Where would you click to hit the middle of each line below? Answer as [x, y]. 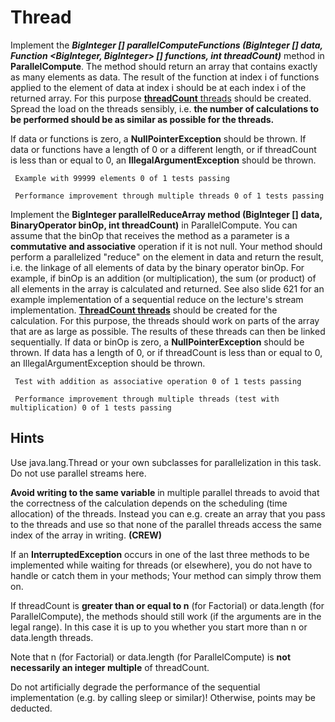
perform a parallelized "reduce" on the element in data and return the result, [167, 257]
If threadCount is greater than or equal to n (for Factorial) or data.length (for [167, 605]
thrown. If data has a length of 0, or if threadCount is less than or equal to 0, [166, 352]
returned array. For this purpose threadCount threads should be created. [161, 98]
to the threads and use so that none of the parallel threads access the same [166, 524]
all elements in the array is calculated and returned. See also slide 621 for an [167, 288]
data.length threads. [52, 637]
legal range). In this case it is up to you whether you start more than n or [159, 627]
